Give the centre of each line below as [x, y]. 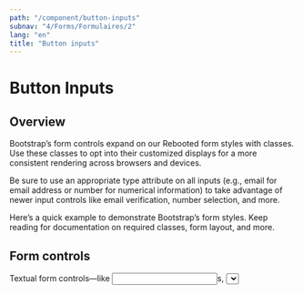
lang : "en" [30, 35]
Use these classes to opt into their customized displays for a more [133, 153]
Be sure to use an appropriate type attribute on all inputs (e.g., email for [143, 181]
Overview [38, 122]
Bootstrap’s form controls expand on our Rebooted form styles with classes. [151, 144]
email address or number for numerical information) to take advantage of [146, 190]
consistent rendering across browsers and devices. [106, 163]
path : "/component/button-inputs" [75, 18]
